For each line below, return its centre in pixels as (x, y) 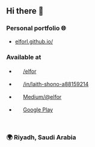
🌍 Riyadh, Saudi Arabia (41, 137)
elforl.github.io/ (34, 41)
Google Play (38, 110)
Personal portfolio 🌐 (36, 28)
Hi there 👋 (25, 11)
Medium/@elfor (42, 96)
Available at (24, 57)
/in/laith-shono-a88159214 (56, 84)
